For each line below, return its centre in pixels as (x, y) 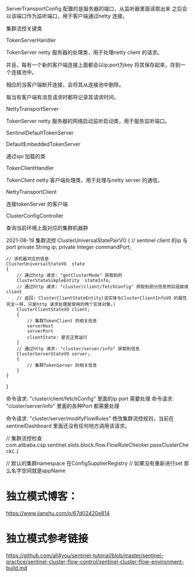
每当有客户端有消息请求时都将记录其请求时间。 (62, 97)
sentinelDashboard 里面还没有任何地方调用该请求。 (68, 426)
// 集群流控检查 (24, 438)
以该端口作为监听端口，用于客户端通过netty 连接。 (67, 16)
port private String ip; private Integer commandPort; (69, 247)
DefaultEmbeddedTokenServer (43, 144)
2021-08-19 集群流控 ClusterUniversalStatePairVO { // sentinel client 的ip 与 (97, 240)
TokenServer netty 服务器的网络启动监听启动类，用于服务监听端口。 (88, 121)
